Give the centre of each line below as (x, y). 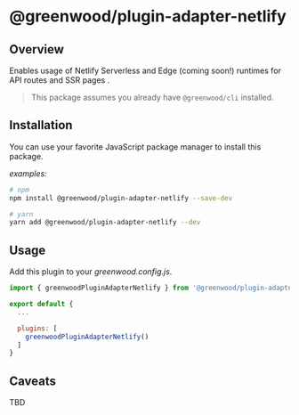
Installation (41, 125)
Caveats (32, 381)
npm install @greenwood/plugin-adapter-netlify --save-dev (121, 198)
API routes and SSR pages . (60, 80)
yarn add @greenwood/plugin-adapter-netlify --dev (105, 223)
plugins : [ (37, 328)
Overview (37, 49)
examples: (28, 173)
